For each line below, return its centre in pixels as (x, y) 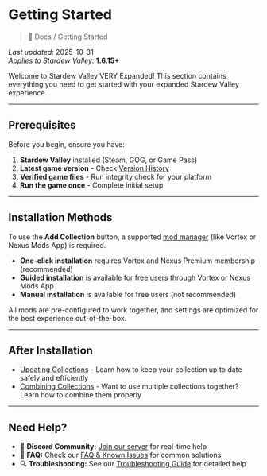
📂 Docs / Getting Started (68, 37)
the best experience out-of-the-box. (68, 318)
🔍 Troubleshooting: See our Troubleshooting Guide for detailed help (133, 464)
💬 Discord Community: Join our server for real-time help (113, 447)
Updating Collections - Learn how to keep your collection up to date (131, 370)
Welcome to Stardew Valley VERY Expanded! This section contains (117, 75)
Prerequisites (42, 125)
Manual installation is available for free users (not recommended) (128, 294)
